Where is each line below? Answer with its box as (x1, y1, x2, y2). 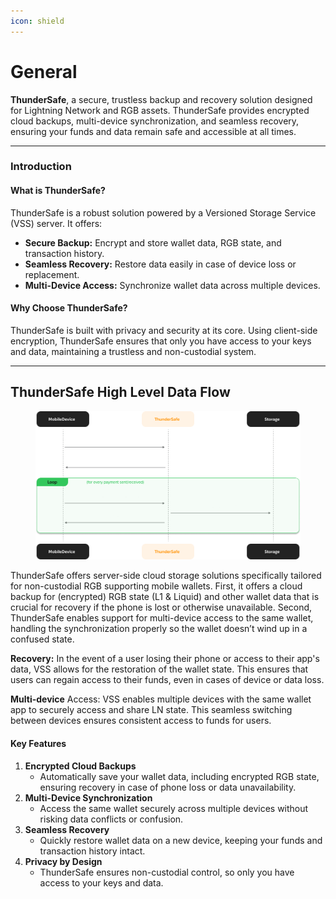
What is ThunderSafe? (10, 185, 106, 197)
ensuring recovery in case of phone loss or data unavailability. (39, 781, 297, 793)
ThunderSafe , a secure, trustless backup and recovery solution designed (10, 93, 313, 105)
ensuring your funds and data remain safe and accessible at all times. (10, 125, 297, 137)
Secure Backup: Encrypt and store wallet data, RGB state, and (24, 236, 282, 249)
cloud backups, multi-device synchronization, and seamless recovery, (10, 115, 300, 127)
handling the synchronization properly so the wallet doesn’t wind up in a (10, 623, 308, 635)
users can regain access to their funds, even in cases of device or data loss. (10, 674, 325, 686)
